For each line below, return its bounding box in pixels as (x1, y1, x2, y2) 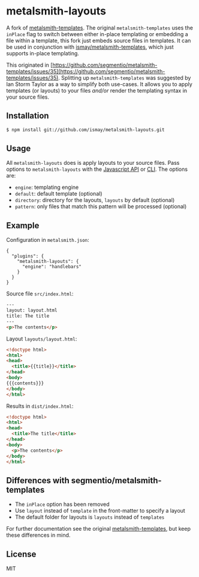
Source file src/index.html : (6, 290, 74, 297)
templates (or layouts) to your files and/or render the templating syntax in (6, 87, 188, 94)
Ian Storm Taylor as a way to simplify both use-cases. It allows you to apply (6, 80, 193, 88)
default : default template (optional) (14, 190, 102, 197)
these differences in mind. (6, 531, 71, 539)
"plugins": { (11, 253, 44, 259)
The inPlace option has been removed (14, 501, 110, 508)
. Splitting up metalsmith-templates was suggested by (58, 74, 191, 81)
